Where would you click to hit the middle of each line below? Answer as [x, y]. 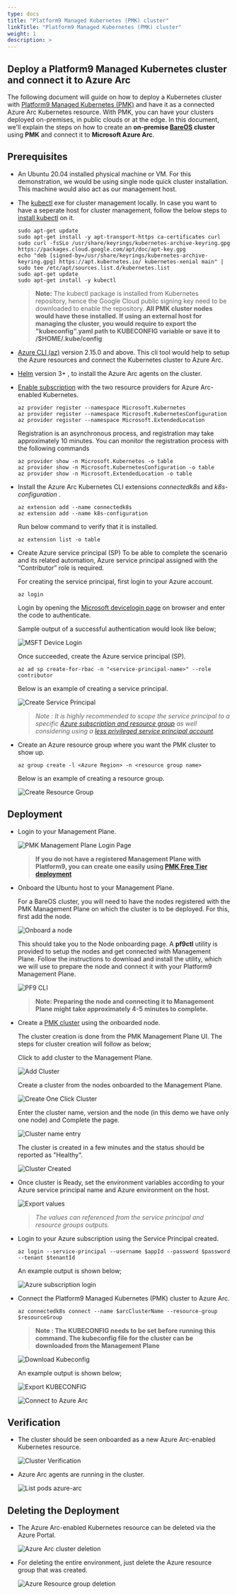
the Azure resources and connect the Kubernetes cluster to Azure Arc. [120, 360]
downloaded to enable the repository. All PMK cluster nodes [124, 308]
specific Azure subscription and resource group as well [116, 724]
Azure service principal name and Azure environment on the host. [114, 1189]
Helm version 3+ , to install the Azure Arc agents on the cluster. [110, 373]
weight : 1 [22, 34]
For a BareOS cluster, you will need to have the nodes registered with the [124, 901]
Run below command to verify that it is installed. [87, 526]
